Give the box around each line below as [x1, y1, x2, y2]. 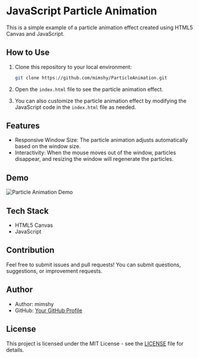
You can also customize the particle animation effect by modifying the [14, 97, 186, 104]
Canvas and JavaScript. [6, 30, 65, 37]
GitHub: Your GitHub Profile [14, 307, 82, 314]
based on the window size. [14, 143, 81, 150]
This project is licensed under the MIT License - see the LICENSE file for [6, 340, 184, 347]
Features [6, 121, 40, 131]
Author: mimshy [14, 300, 54, 307]
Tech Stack [6, 206, 49, 216]
